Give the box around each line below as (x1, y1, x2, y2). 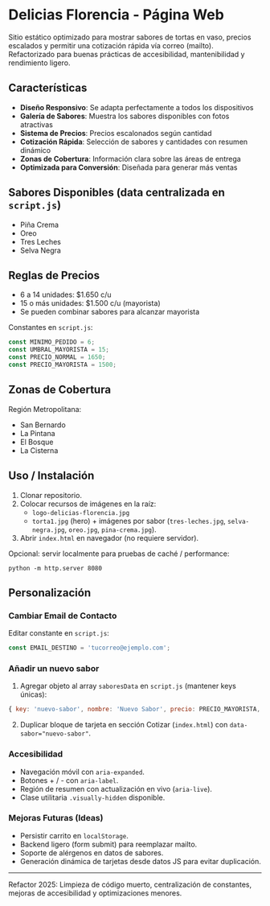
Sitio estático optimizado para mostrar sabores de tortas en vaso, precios (8, 32, 252, 42)
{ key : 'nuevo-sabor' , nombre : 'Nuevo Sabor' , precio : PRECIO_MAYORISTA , (8, 706, 261, 714)
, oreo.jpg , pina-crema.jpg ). (64, 525, 157, 534)
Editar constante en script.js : (8, 628, 110, 638)
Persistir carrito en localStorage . (19, 830, 129, 840)
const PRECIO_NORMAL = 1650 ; (8, 353, 106, 361)
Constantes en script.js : (8, 323, 93, 332)
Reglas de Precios (8, 268, 100, 282)
